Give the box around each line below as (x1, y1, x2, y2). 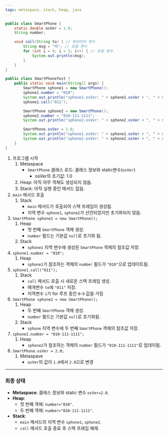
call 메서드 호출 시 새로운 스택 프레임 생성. (27, 278, 111, 284)
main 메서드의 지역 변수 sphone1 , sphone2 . (19, 418, 101, 425)
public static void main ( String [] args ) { (14, 81, 104, 86)
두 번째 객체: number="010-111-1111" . (19, 407, 94, 413)
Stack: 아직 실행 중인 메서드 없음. (19, 185, 85, 191)
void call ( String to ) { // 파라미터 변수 (14, 39, 95, 44)
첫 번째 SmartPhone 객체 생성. (27, 226, 84, 232)
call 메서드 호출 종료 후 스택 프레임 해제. (19, 425, 100, 431)
